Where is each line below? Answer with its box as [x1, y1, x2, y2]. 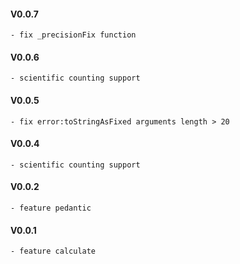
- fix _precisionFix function [10, 30, 137, 40]
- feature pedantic [10, 203, 92, 214]
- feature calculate [10, 246, 97, 257]
